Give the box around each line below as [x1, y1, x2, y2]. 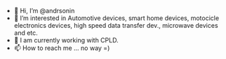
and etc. [13, 28, 39, 37]
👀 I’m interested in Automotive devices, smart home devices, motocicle [13, 14, 220, 22]
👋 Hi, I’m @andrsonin [13, 7, 75, 15]
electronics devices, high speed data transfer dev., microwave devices [13, 22, 219, 29]
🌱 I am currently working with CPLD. [13, 36, 119, 44]
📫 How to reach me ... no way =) [13, 44, 110, 52]
